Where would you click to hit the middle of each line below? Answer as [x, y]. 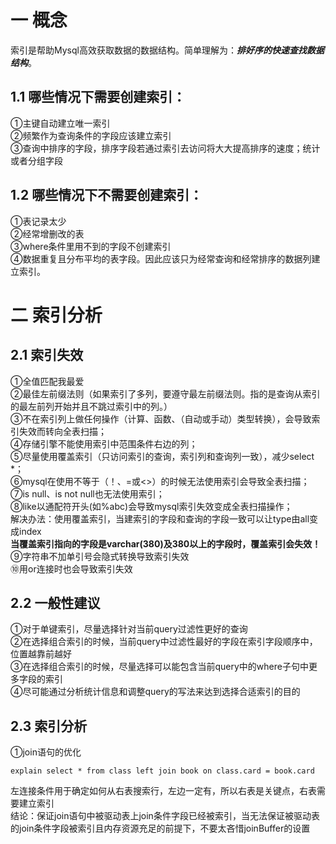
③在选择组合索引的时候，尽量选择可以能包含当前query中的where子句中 [159, 667]
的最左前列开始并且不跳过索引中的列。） [91, 406]
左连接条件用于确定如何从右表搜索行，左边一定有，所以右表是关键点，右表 [163, 791]
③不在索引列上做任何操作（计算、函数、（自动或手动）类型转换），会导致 [161, 418]
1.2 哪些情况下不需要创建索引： [106, 195]
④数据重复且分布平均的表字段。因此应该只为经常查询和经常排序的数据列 [161, 258]
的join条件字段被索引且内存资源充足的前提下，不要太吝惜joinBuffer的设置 [160, 828]
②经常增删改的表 [47, 233]
